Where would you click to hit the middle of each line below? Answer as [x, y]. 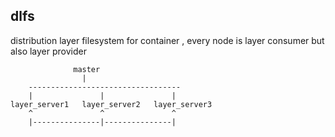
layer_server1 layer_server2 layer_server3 [111, 104]
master [87, 69]
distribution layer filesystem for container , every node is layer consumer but [167, 40]
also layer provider [48, 51]
